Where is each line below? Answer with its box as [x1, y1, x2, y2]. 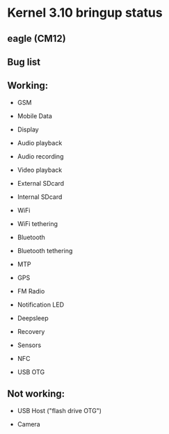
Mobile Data [17, 111, 52, 120]
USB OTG [17, 367, 45, 376]
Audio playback [17, 138, 63, 147]
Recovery [17, 327, 45, 335]
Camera [17, 419, 40, 428]
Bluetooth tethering [17, 246, 73, 255]
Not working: [7, 388, 65, 400]
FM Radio [17, 287, 45, 295]
